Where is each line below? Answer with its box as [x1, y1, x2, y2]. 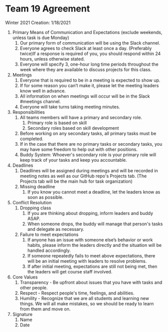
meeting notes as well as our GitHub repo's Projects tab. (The [19, 173, 147, 179]
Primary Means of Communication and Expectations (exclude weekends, [12, 29, 162, 35]
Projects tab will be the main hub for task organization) [19, 178, 133, 184]
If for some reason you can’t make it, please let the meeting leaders [19, 82, 159, 88]
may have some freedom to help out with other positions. [19, 146, 138, 152]
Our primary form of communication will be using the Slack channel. [19, 40, 160, 46]
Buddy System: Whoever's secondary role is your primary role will [19, 151, 156, 158]
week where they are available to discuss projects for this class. [19, 66, 151, 73]
